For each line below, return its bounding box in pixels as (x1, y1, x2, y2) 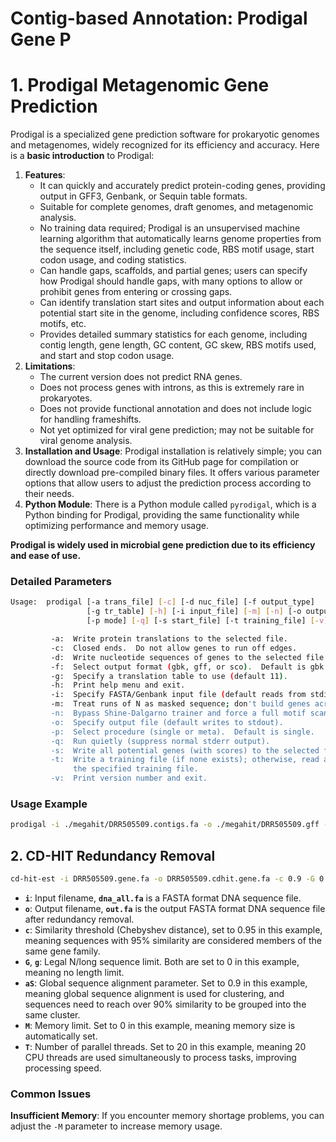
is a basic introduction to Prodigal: (10, 150, 155, 162)
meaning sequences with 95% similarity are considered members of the (24, 934, 322, 946)
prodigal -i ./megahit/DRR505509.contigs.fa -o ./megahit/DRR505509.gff (10, 820, 320, 830)
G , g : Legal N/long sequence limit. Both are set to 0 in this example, (24, 955, 300, 967)
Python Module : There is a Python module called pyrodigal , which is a (24, 498, 317, 511)
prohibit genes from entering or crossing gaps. (39, 286, 233, 298)
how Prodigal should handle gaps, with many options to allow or (39, 275, 303, 287)
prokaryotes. (39, 392, 93, 404)
